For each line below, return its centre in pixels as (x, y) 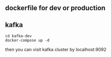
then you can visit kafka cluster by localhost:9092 (56, 50)
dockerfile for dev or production (55, 8)
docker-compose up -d (27, 41)
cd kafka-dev (18, 36)
